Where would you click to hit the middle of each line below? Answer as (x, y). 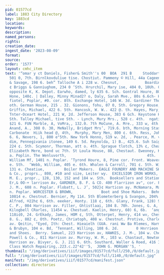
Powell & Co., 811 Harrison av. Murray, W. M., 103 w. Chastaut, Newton (85, 237)
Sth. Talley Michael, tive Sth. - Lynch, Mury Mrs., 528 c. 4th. (77, 119)
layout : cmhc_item (24, 69)
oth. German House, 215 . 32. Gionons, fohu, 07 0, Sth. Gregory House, (85, 105)
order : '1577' (20, 64)
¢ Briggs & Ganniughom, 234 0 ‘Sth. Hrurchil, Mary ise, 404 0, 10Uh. (83, 87)
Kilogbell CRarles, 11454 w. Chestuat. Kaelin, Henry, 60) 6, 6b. (78, 210)
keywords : (15, 28)
